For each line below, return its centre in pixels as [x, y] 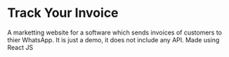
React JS [20, 47]
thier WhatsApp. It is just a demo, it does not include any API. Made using [113, 39]
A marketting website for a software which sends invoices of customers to [115, 32]
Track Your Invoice [63, 13]
